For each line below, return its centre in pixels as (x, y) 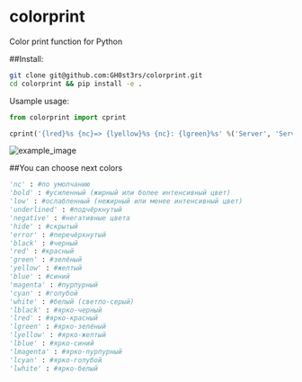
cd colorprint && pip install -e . (76, 84)
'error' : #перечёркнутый (58, 235)
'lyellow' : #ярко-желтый (58, 335)
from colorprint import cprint (68, 117)
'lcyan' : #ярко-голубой (56, 360)
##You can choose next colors (66, 168)
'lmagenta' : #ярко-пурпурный (66, 351)
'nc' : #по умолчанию (50, 185)
